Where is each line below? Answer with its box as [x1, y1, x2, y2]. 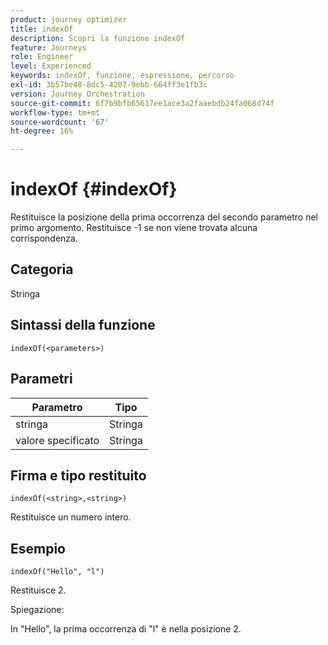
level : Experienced [10, 61, 92, 71]
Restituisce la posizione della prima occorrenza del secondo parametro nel [10, 211, 318, 223]
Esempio [10, 540, 66, 557]
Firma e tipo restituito [10, 467, 147, 484]
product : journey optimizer [10, 14, 128, 25]
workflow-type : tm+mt [10, 107, 101, 118]
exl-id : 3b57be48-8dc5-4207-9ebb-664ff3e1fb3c [10, 80, 208, 90]
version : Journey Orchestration [10, 89, 145, 99]
